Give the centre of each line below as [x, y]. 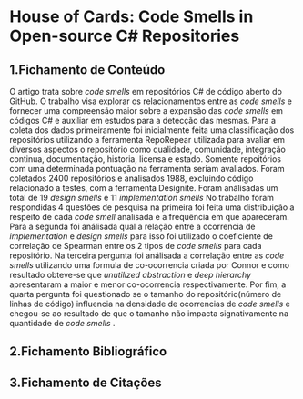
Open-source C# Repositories [125, 36]
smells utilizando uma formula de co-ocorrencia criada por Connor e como [149, 265]
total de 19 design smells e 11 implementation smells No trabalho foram [142, 198]
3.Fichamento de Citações [86, 382]
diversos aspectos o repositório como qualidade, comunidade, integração [148, 149]
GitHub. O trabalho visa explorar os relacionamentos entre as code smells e [151, 101]
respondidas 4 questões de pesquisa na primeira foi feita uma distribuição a [152, 207]
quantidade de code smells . [62, 323]
